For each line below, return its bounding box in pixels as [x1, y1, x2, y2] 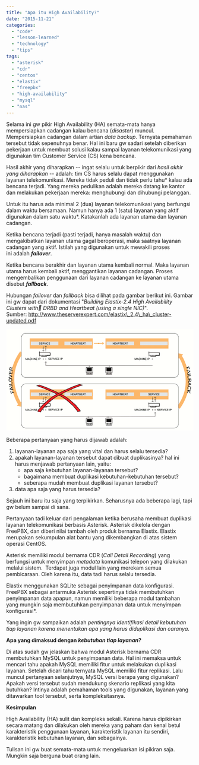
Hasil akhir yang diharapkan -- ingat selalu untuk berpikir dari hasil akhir [6, 163, 183, 170]
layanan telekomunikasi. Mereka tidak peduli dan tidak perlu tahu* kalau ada [6, 176, 193, 184]
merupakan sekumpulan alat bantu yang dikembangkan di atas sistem [6, 533, 177, 540]
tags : [6, 53, 20, 59]
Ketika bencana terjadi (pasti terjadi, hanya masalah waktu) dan [6, 230, 162, 238]
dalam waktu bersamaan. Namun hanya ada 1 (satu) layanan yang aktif [6, 207, 179, 214]
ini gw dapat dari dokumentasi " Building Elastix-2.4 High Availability [6, 298, 173, 305]
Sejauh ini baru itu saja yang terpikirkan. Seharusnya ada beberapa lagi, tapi [6, 497, 192, 504]
